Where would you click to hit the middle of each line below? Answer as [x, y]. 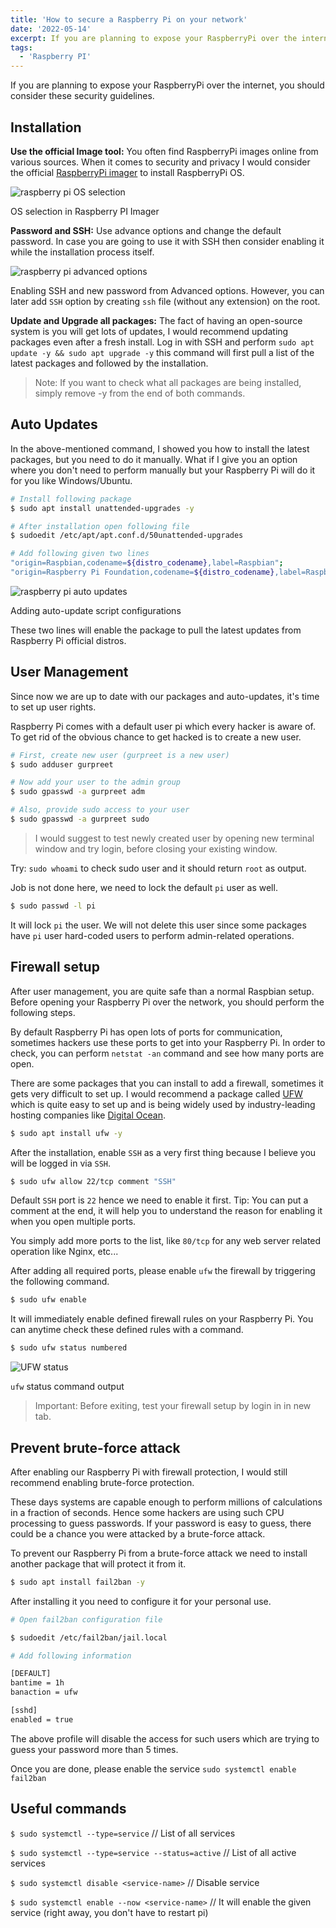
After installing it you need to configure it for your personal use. [141, 1601]
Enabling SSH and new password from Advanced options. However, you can [167, 290]
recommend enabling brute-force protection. [102, 1482]
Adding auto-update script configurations [96, 610]
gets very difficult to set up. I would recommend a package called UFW [156, 1093]
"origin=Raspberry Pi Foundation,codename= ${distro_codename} [142, 572]
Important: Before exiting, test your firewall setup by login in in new [173, 1406]
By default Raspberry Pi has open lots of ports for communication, [146, 1032]
